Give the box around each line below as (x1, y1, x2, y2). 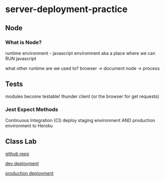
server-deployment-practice (5, 4, 128, 15)
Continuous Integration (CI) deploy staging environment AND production (5, 117, 155, 123)
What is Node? (5, 39, 42, 46)
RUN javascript (5, 55, 36, 62)
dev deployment (5, 160, 39, 166)
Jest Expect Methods (5, 106, 59, 113)
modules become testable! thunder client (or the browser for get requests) (5, 93, 159, 99)
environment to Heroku (5, 123, 53, 129)
